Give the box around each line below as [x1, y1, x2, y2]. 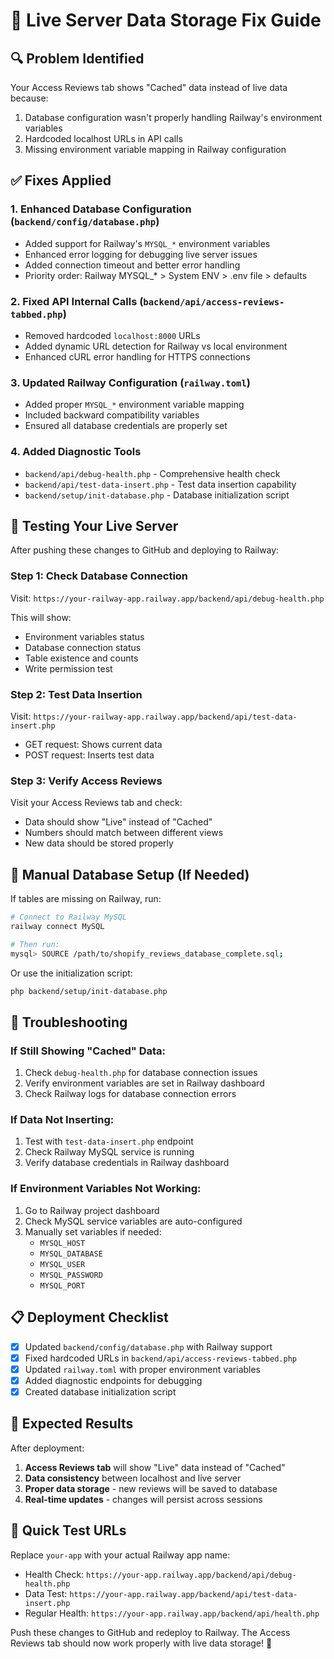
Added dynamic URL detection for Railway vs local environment [24, 340, 288, 352]
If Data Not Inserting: [10, 1113, 115, 1127]
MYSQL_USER [39, 1259, 86, 1269]
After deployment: [10, 1442, 85, 1454]
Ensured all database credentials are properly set [24, 420, 228, 432]
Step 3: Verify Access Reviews [10, 774, 163, 788]
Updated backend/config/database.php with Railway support [24, 1340, 273, 1353]
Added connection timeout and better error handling [24, 259, 241, 271]
